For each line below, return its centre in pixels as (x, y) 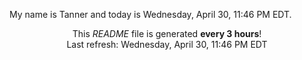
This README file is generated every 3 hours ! (167, 33)
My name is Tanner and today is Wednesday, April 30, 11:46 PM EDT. (150, 14)
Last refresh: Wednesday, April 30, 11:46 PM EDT (167, 44)
